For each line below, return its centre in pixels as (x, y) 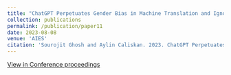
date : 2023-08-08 (32, 32)
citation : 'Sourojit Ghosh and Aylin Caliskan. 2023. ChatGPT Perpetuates (117, 45)
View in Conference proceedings (54, 64)
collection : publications (44, 20)
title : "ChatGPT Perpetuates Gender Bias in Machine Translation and (109, 13)
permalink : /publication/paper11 (55, 26)
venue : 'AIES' (27, 39)
